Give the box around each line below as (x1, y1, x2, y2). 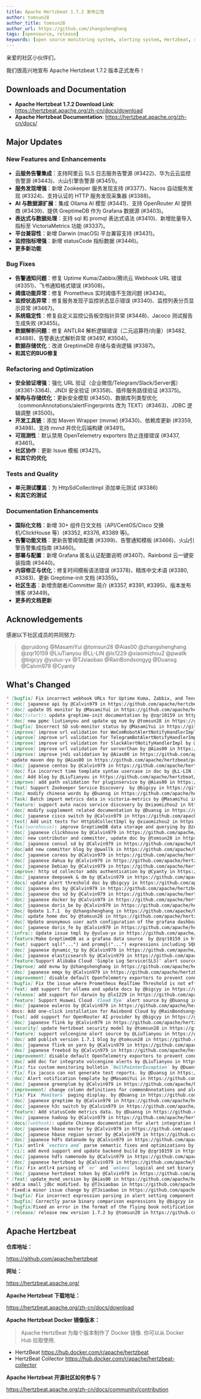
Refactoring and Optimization (6, 365, 94, 373)
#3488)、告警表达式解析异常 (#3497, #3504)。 (14, 334, 132, 341)
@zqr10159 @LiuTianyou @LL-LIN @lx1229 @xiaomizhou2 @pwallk (20, 650, 187, 657)
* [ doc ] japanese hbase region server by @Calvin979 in (6, 1131, 148, 1138)
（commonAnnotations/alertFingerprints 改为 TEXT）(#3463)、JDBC (14, 402, 186, 409)
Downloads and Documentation (6, 85, 127, 95)
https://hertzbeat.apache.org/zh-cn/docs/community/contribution (6, 1386, 169, 1393)
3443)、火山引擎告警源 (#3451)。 (37, 177, 121, 184)
